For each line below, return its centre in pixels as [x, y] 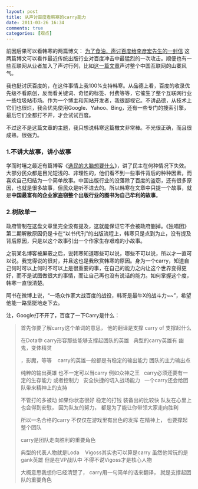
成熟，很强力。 [24, 135]
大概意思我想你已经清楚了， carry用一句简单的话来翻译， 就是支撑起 [103, 472]
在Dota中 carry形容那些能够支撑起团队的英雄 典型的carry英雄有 [99, 340]
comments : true [25, 28]
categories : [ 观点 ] [29, 34]
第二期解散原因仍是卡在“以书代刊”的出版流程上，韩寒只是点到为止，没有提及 [99, 233]
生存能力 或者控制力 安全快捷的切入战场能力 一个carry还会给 [107, 380]
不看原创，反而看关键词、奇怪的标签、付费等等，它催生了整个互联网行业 [104, 93]
